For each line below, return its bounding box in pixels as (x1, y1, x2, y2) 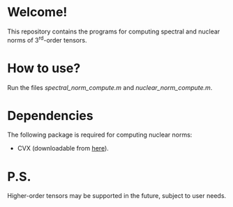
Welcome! (7, 4, 68, 20)
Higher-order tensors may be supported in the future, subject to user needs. (7, 192, 227, 200)
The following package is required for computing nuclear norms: (7, 130, 193, 139)
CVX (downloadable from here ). (17, 144, 110, 153)
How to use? (7, 60, 81, 76)
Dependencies (7, 107, 93, 123)
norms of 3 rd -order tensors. (7, 34, 87, 44)
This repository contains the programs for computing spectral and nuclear (7, 27, 220, 36)
